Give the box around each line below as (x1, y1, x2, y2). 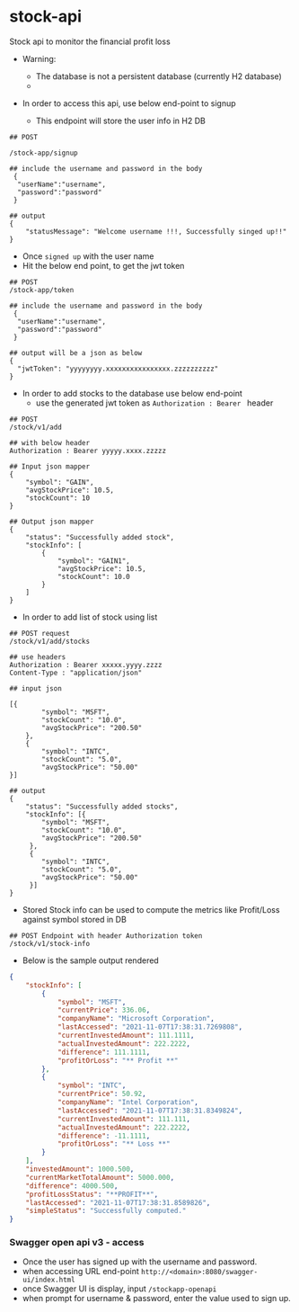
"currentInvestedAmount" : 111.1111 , (57, 1031, 195, 1040)
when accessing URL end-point (22, 1266, 139, 1277)
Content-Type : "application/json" (9, 668, 143, 677)
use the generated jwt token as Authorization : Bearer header (35, 397, 274, 408)
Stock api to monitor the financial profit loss (9, 36, 171, 47)
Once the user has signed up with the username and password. (22, 1256, 258, 1267)
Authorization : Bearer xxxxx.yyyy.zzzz (9, 660, 163, 669)
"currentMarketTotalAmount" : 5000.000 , (25, 1173, 175, 1182)
